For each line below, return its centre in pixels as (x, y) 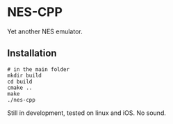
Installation (32, 53)
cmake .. (20, 88)
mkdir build (24, 75)
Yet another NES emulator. (45, 31)
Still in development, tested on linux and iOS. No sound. (87, 113)
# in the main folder (39, 69)
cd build (20, 82)
